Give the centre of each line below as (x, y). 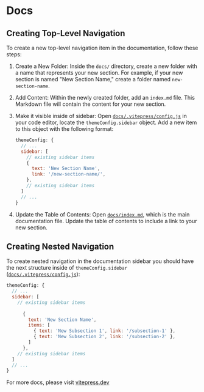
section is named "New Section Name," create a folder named (93, 79)
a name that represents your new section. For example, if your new (99, 73)
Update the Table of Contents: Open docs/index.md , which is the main (102, 214)
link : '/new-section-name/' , (69, 174)
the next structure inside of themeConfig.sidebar (67, 268)
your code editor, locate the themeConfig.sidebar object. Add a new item (106, 122)
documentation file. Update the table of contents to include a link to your (106, 221)
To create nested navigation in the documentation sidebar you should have (100, 261)
